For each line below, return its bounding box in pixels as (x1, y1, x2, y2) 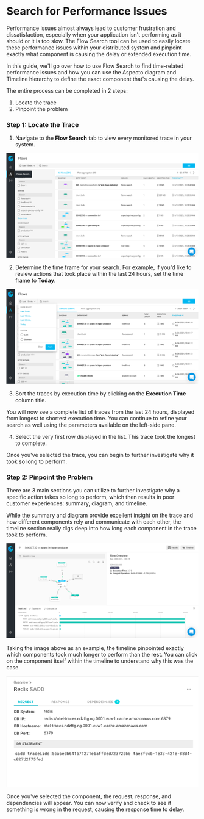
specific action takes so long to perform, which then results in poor (6, 493, 175, 501)
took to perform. (6, 531, 47, 538)
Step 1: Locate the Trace (6, 120, 79, 129)
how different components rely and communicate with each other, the (6, 518, 181, 525)
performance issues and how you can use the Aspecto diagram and (6, 68, 177, 76)
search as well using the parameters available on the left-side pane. (6, 421, 177, 428)
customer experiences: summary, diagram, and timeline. (6, 500, 147, 507)
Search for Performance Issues (6, 4, 167, 18)
